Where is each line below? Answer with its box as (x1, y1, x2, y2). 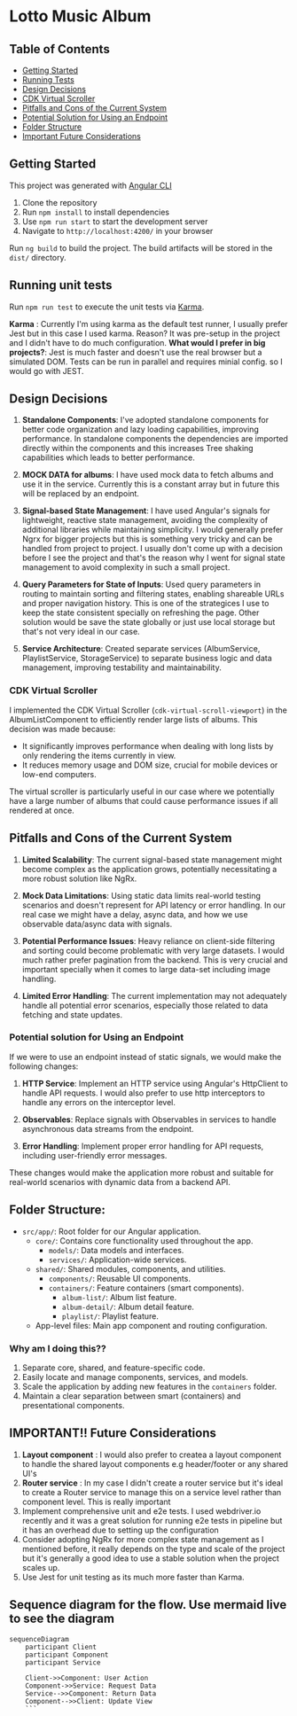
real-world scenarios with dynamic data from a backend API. (9, 1176, 231, 1187)
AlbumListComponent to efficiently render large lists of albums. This (9, 714, 258, 724)
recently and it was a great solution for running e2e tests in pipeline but (21, 1515, 283, 1525)
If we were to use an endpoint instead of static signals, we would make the (9, 1051, 282, 1062)
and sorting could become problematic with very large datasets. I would (21, 945, 285, 955)
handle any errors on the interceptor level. (21, 1096, 176, 1107)
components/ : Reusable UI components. (48, 1273, 191, 1283)
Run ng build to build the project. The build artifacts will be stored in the (9, 242, 273, 253)
